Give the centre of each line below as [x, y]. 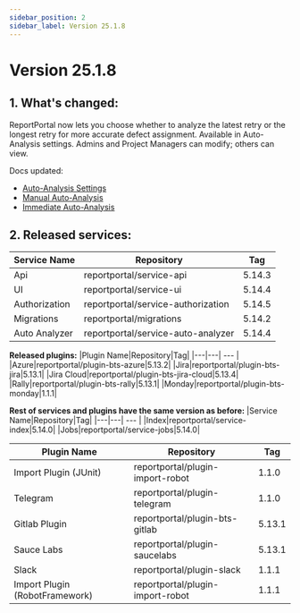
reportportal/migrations [133, 319]
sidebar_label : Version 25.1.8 [67, 26]
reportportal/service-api [135, 276]
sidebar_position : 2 [48, 17]
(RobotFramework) [54, 596]
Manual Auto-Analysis [63, 197]
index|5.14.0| [33, 430]
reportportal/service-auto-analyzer [159, 334]
